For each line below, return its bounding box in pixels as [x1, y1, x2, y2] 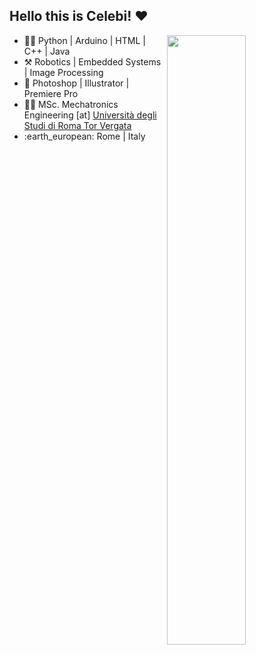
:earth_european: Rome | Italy [23, 130, 146, 142]
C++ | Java [23, 45, 71, 57]
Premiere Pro [23, 87, 79, 99]
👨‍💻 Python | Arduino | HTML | [23, 34, 146, 46]
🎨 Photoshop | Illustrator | [23, 77, 130, 89]
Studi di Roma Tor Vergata [23, 119, 132, 131]
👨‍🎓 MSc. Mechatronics [23, 98, 119, 110]
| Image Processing [23, 66, 104, 78]
